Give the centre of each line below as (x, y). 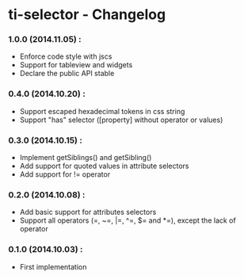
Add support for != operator (65, 174)
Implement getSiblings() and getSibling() (86, 158)
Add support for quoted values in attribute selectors (104, 166)
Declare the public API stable (67, 74)
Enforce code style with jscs (66, 56)
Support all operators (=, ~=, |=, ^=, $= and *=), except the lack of (128, 220)
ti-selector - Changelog (87, 15)
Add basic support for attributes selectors (88, 212)
